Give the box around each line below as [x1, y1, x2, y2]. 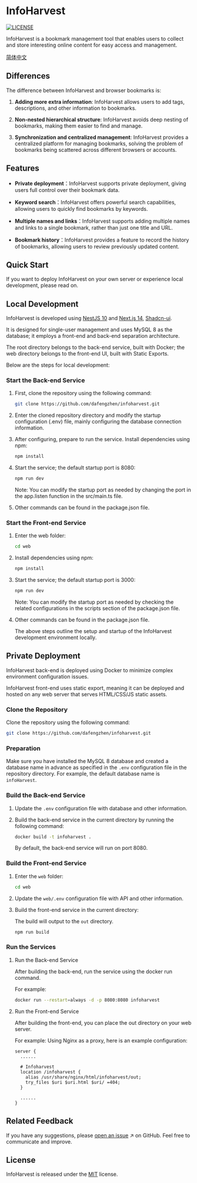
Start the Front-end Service [6, 519, 86, 527]
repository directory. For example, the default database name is [6, 770, 161, 777]
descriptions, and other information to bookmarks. [14, 105, 137, 112]
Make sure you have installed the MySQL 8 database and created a [6, 758, 169, 765]
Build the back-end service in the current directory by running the [14, 816, 174, 823]
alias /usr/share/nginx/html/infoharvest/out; [25, 1074, 142, 1080]
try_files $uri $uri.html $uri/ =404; [25, 1079, 121, 1085]
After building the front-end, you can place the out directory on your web [14, 1019, 192, 1026]
